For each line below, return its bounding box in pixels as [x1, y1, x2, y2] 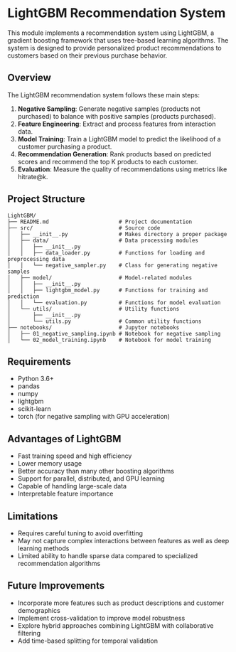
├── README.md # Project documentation [7, 218, 193, 225]
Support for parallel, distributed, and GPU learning [17, 474, 165, 483]
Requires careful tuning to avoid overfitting [17, 529, 144, 538]
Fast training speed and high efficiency [17, 451, 132, 460]
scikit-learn [17, 405, 51, 413]
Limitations [7, 510, 58, 522]
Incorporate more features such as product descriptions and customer [17, 599, 225, 607]
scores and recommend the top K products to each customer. [17, 157, 198, 166]
